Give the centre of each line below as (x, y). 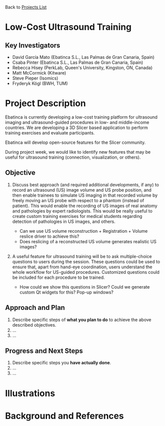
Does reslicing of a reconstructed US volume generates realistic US (88, 241)
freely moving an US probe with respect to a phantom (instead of (78, 200)
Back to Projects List (26, 7)
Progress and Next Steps (44, 351)
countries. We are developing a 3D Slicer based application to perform (77, 128)
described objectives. (34, 325)
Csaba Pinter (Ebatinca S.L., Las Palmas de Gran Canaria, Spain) (78, 62)
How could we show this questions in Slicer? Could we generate (85, 287)
